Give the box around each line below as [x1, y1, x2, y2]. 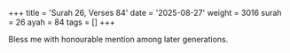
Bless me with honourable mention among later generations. [8, 34, 229, 44]
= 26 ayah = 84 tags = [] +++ [8, 17, 116, 27]
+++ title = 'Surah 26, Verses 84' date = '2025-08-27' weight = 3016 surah [8, 8, 282, 18]
